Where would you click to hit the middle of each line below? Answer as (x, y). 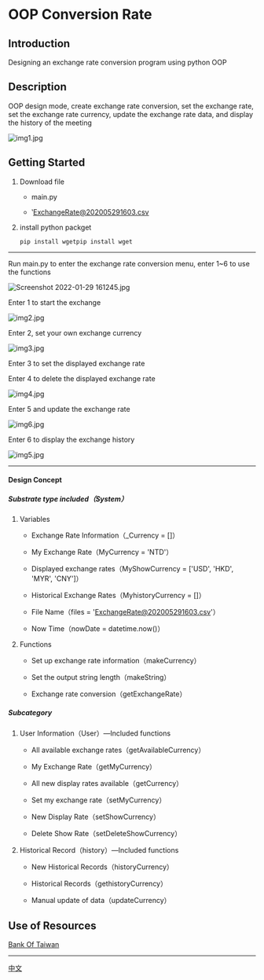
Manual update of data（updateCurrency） (101, 901)
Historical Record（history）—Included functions (99, 850)
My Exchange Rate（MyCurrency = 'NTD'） (102, 552)
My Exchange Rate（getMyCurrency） (94, 767)
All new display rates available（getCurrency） (107, 784)
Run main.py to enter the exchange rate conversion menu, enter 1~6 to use (129, 263)
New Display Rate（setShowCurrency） (96, 817)
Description (37, 87)
